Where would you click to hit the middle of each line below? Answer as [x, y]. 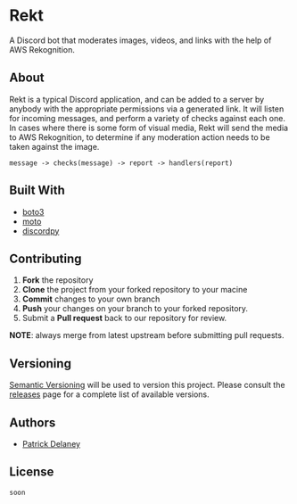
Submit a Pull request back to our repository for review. [124, 318]
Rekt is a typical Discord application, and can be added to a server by [137, 99]
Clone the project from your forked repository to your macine [135, 290]
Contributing [45, 258]
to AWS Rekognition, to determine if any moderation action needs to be [140, 137]
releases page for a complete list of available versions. [109, 394]
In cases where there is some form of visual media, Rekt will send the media [148, 128]
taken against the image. [54, 146]
